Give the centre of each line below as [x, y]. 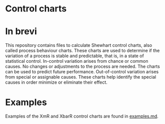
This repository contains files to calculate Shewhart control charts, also [79, 45]
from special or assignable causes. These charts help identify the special [81, 77]
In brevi [21, 32]
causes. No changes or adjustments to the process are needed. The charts [83, 66]
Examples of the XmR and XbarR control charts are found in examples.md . [82, 116]
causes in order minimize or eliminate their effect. [56, 82]
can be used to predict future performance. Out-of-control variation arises [82, 72]
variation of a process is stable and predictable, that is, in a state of [75, 56]
